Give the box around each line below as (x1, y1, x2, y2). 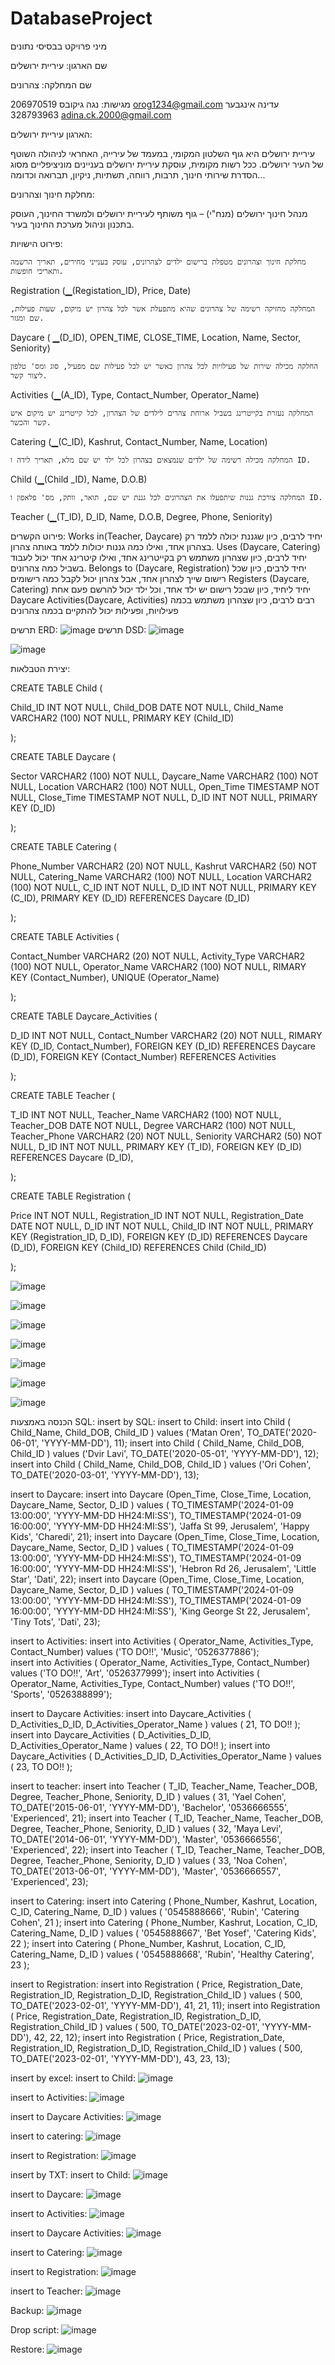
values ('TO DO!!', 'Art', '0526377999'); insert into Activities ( (10, 1667, 260, 1679)
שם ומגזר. (10, 313, 45, 323)
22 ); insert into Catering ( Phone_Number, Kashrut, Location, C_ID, (10, 1937, 287, 1949)
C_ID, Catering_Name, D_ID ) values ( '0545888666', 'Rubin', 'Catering (10, 1905, 300, 1917)
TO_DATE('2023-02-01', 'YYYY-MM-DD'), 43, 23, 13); (10, 2052, 231, 2064)
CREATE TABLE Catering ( (10, 840, 117, 852)
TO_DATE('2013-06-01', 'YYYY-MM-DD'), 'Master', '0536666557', (10, 1865, 282, 1877)
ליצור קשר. (10, 370, 48, 381)
